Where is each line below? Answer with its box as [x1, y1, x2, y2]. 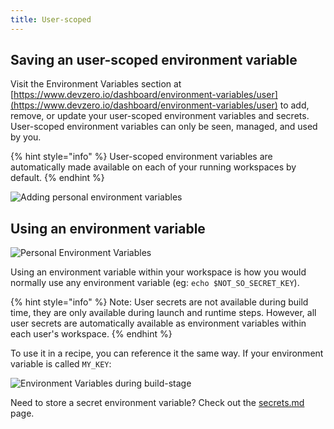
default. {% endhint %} [10, 172, 105, 184]
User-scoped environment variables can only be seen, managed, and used [10, 121, 318, 133]
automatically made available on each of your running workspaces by [10, 161, 297, 173]
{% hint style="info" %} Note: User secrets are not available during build [10, 296, 309, 308]
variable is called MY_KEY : [10, 358, 112, 370]
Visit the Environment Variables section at [10, 78, 182, 90]
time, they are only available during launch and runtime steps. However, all [10, 307, 317, 319]
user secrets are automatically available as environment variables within [10, 317, 307, 330]
